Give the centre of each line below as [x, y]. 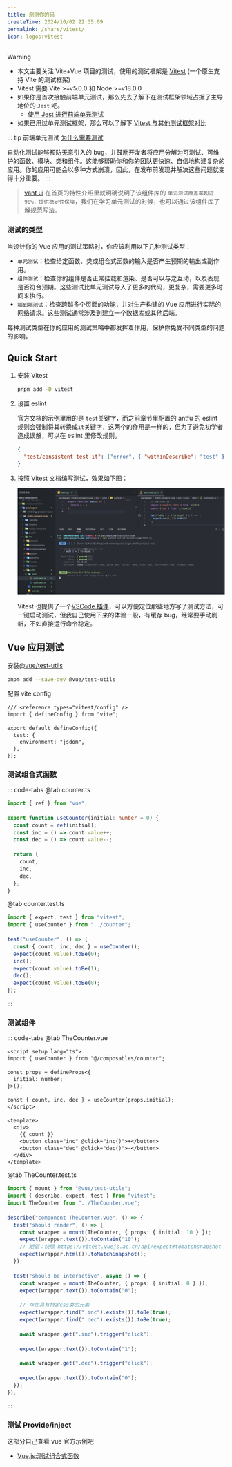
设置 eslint [32, 403]
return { [26, 854]
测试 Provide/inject [39, 1425]
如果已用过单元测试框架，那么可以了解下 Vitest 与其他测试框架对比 [112, 123]
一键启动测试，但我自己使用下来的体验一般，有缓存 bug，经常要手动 [114, 615]
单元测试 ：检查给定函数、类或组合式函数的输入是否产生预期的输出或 [112, 261]
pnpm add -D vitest [45, 390]
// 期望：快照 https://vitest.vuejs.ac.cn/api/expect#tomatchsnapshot [121, 1247]
